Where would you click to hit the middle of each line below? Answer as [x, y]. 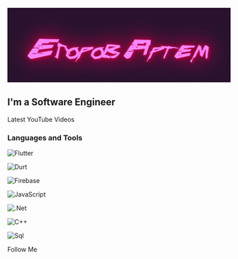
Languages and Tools [45, 138]
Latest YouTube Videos [41, 119]
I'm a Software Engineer [61, 103]
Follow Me [22, 250]
